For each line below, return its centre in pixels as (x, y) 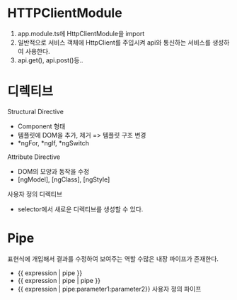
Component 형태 (41, 126)
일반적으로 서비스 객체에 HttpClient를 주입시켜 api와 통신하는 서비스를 (114, 42)
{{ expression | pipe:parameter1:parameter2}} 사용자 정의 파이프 (109, 289)
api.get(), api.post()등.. (50, 60)
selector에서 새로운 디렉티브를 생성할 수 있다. (80, 209)
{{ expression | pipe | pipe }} (59, 280)
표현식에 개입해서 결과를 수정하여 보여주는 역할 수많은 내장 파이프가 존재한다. (113, 259)
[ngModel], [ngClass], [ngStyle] (64, 179)
